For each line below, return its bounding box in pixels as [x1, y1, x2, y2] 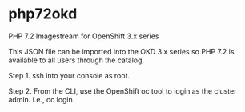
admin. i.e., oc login [8, 94, 74, 104]
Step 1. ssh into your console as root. [8, 70, 131, 80]
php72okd [8, 5, 78, 23]
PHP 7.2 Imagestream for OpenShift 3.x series [8, 31, 159, 41]
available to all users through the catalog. [8, 55, 145, 65]
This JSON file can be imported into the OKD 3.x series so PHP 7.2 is [8, 46, 235, 56]
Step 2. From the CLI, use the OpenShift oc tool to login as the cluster [8, 86, 237, 96]
